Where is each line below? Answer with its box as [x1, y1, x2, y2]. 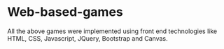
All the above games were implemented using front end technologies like [7, 27, 218, 35]
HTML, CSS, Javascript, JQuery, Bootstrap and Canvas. [7, 34, 168, 42]
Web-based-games [7, 4, 124, 20]
